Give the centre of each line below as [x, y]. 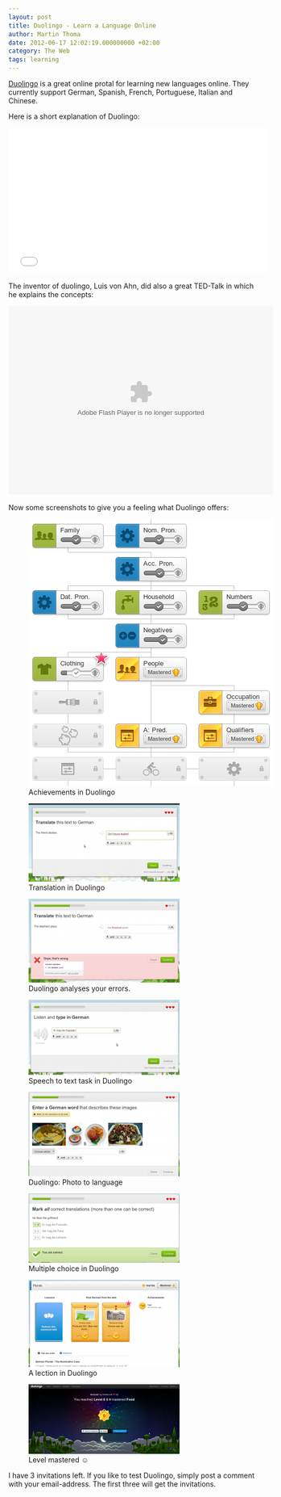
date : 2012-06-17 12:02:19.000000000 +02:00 [84, 43]
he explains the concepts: [51, 294]
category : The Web [39, 51]
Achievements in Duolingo [72, 792]
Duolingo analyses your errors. [80, 988]
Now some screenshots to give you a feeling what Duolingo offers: [119, 507]
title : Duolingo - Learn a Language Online [83, 25]
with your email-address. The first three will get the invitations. [112, 1484]
